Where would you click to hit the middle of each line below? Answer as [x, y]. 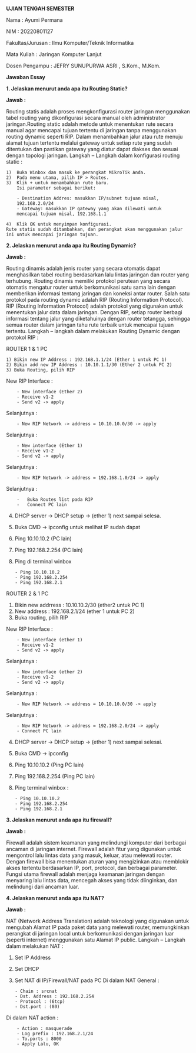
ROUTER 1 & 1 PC [27, 349]
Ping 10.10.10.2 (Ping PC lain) [49, 765]
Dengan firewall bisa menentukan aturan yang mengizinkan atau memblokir [97, 861]
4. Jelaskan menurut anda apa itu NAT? [55, 898]
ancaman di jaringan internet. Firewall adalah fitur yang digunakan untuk [94, 849]
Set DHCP [27, 969]
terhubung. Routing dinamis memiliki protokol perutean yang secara [88, 281]
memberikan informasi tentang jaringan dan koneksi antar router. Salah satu [98, 294]
